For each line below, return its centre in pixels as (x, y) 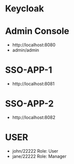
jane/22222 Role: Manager (39, 156)
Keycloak (25, 9)
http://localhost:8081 (33, 84)
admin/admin (26, 50)
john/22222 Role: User (35, 151)
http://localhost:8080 (34, 45)
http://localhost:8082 (34, 117)
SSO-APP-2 (30, 104)
